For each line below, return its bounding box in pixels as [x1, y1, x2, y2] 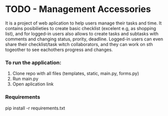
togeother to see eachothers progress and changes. [5, 46, 113, 52]
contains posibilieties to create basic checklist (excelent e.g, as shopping [5, 25, 156, 31]
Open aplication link [12, 81, 54, 87]
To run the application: [5, 59, 62, 66]
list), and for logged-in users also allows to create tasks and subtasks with [5, 30, 159, 36]
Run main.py [12, 76, 39, 82]
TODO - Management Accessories [5, 3, 151, 15]
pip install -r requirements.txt [5, 105, 65, 111]
